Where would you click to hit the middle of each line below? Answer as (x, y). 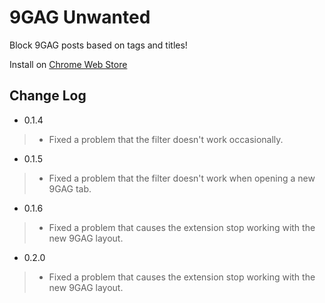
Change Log (48, 96)
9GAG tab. (70, 188)
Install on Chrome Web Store (68, 64)
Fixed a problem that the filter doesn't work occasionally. (166, 139)
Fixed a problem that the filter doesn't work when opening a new (182, 178)
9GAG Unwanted (80, 17)
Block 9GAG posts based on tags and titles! (98, 45)
